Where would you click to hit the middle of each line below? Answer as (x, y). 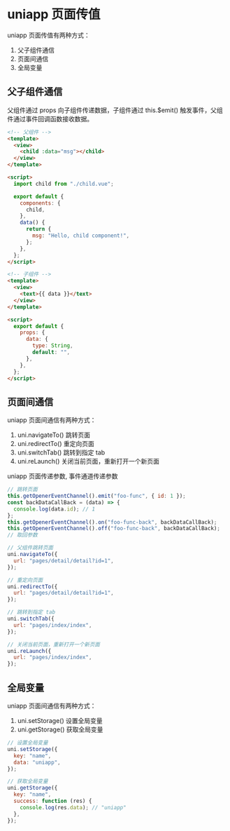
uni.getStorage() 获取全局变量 (60, 729)
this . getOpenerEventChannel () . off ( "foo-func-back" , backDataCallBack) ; (114, 529)
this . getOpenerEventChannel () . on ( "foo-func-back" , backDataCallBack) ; (112, 522)
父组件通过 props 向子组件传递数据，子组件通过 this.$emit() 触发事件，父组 (115, 110)
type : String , (53, 346)
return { (38, 229)
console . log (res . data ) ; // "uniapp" (73, 807)
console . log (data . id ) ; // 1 (55, 509)
